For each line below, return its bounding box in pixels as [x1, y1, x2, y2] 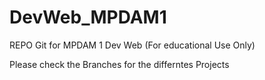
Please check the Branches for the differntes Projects [9, 58, 230, 70]
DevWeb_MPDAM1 [9, 6, 167, 29]
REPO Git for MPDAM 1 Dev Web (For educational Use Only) [9, 39, 256, 51]
